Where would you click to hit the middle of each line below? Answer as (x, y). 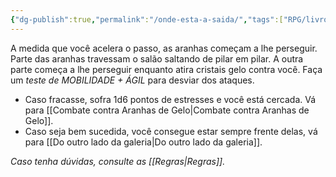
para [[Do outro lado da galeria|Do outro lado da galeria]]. (143, 142)
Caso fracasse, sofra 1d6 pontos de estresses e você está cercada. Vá (170, 99)
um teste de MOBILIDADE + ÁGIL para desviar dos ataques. (132, 80)
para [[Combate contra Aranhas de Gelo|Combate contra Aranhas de (167, 110)
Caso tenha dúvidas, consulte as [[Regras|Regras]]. (118, 161)
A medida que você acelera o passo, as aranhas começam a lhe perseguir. (164, 48)
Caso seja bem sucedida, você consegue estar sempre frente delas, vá (171, 131)
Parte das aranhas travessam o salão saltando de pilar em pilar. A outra (157, 58)
